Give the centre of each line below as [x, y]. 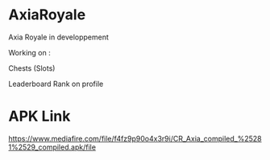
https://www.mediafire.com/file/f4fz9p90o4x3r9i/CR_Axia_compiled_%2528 [135, 138]
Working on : [29, 52]
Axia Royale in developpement [58, 37]
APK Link [39, 116]
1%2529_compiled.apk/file [52, 147]
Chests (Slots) [32, 68]
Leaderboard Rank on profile [56, 84]
